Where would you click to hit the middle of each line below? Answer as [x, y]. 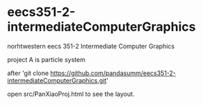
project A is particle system [46, 59]
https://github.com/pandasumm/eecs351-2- [113, 73]
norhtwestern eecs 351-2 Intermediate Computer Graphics [91, 46]
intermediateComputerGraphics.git [57, 80]
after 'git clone [28, 73]
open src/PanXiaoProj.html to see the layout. [71, 94]
